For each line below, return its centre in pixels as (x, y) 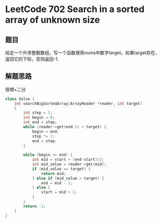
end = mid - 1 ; (57, 183)
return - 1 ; (35, 206)
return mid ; (53, 174)
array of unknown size (53, 20)
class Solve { (20, 99)
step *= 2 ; (43, 136)
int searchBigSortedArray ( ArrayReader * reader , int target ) (78, 103)
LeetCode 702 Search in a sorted (75, 9)
